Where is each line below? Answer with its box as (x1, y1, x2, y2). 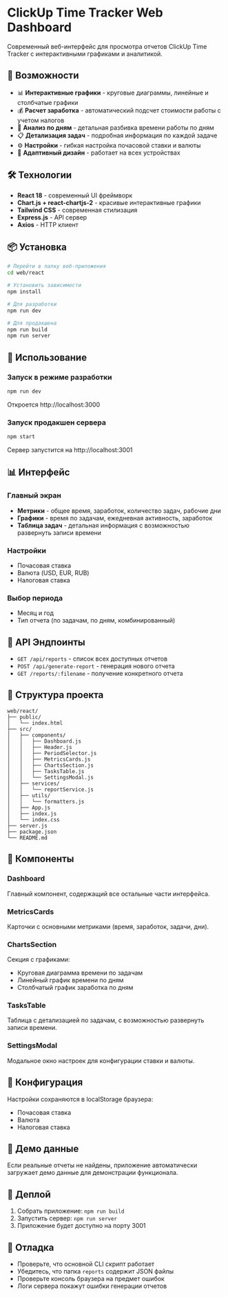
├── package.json (7, 828, 57, 835)
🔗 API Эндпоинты (7, 636, 85, 648)
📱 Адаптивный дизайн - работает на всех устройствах (17, 148, 180, 157)
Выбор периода (7, 593, 63, 603)
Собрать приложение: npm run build (17, 1207, 125, 1216)
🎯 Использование (7, 351, 87, 363)
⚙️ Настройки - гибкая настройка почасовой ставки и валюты (17, 141, 201, 149)
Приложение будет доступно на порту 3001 (17, 1222, 146, 1230)
